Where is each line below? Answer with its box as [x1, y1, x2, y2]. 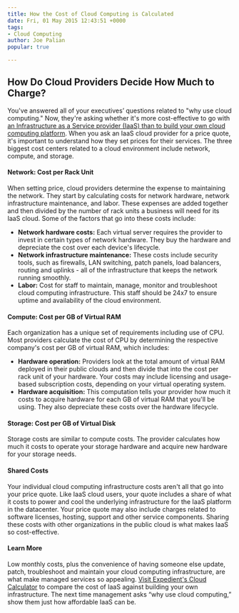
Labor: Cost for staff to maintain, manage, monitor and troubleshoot [17, 281, 218, 289]
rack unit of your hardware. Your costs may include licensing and [17, 372, 209, 381]
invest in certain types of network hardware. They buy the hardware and [17, 236, 231, 244]
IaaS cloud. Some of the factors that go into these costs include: [7, 215, 196, 223]
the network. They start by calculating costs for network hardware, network [7, 192, 230, 200]
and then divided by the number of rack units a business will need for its [7, 207, 220, 215]
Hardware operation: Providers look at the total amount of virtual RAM [17, 357, 225, 366]
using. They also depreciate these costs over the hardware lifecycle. [17, 403, 219, 411]
